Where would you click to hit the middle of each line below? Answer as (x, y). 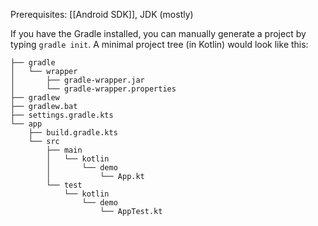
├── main (64, 150)
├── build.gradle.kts (73, 133)
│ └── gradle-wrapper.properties (93, 89)
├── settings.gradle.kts (62, 115)
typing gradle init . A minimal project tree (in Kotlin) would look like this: (159, 44)
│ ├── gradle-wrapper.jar (77, 80)
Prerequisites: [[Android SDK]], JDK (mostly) (102, 14)
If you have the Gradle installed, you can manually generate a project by (158, 33)
